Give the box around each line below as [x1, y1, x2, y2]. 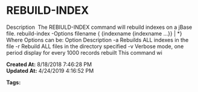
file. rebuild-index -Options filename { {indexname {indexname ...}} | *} [6, 29, 182, 37]
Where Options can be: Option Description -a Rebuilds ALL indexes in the [6, 36, 189, 43]
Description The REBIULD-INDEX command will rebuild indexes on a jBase [6, 23, 193, 31]
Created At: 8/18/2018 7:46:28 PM [6, 61, 92, 68]
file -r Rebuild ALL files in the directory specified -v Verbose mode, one [6, 43, 184, 50]
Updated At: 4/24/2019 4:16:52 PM [6, 67, 94, 74]
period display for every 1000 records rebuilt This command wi [6, 49, 163, 56]
